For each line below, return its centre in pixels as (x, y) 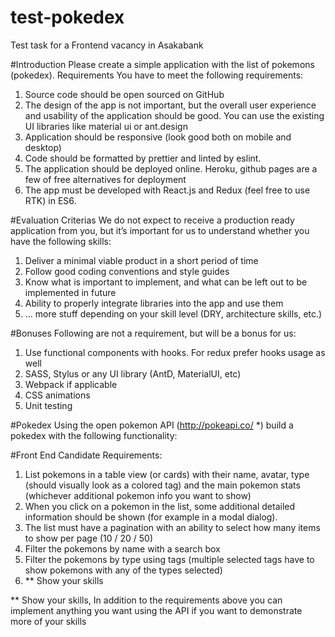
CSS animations (57, 395)
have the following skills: (61, 241)
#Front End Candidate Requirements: (86, 455)
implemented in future (70, 292)
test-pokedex (67, 17)
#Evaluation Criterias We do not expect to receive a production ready (152, 220)
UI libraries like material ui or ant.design (106, 126)
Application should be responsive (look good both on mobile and (158, 137)
